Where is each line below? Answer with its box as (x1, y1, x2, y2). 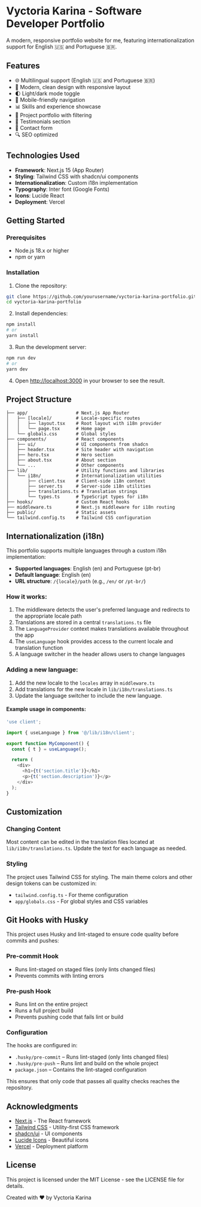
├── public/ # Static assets (6, 510, 117, 516)
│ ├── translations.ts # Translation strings (6, 489, 138, 495)
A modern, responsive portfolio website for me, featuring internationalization (6, 37, 194, 44)
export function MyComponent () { (6, 740, 90, 746)
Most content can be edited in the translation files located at (6, 838, 154, 846)
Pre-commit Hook (6, 952, 59, 960)
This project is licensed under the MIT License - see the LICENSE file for (6, 1176, 184, 1183)
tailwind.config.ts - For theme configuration (14, 891, 129, 898)
